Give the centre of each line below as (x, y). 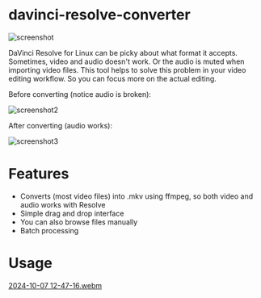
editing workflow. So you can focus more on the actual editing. (112, 78)
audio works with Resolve (63, 204)
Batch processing (49, 230)
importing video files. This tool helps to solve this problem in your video (127, 69)
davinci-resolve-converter (100, 15)
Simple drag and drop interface (72, 213)
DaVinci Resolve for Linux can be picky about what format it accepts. (123, 52)
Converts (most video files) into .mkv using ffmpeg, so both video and (137, 196)
